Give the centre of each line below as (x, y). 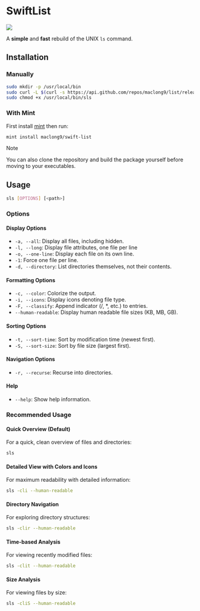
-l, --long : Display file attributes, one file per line (76, 248)
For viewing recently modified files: (49, 555)
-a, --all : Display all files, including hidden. (69, 241)
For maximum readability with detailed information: (68, 480)
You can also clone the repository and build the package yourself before (95, 160)
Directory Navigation (33, 504)
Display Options (26, 228)
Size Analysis (23, 579)
